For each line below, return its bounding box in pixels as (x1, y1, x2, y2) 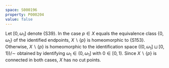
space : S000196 (5, 7, 38, 13)
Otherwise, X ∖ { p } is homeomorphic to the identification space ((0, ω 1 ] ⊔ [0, (5, 43, 164, 51)
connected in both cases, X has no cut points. (5, 56, 102, 63)
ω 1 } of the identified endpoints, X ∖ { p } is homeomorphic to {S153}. (5, 37, 146, 44)
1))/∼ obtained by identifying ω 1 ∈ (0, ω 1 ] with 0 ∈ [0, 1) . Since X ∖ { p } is (5, 50, 157, 57)
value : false (5, 17, 33, 22)
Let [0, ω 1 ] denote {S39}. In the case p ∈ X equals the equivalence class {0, (5, 31, 164, 38)
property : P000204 (5, 12, 44, 17)
